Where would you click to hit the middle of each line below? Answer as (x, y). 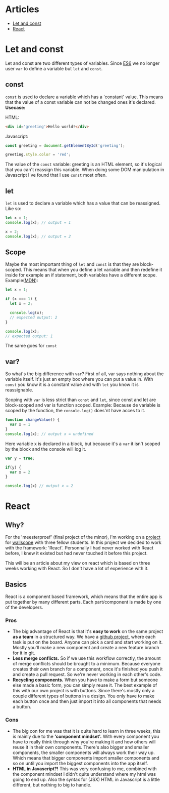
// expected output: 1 (29, 336)
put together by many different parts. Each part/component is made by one (83, 602)
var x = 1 (20, 425)
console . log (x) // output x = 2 (39, 486)
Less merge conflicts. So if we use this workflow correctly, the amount (87, 658)
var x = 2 (20, 472)
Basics (16, 584)
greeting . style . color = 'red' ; (38, 155)
